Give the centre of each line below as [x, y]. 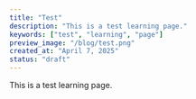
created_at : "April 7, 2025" [64, 51]
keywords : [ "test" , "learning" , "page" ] [87, 34]
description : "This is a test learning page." [98, 26]
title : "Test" [36, 18]
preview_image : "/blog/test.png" [72, 43]
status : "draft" [40, 59]
